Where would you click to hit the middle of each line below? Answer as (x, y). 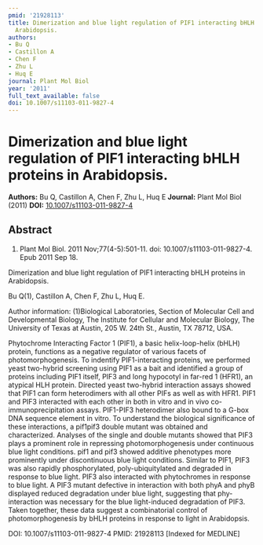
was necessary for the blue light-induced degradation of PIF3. (145, 501)
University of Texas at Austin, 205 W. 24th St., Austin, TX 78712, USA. (121, 327)
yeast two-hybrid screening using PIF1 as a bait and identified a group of (126, 368)
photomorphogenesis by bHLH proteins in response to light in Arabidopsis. (129, 518)
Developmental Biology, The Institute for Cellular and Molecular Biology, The (131, 320)
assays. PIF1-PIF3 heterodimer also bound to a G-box (163, 410)
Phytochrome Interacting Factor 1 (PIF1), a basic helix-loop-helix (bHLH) (124, 343)
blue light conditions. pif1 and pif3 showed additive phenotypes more (120, 452)
